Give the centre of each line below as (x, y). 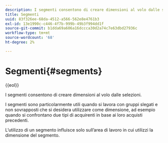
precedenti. (17, 120)
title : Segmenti (22, 14)
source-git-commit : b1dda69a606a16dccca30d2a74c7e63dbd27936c (71, 28)
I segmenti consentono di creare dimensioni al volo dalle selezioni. (73, 95)
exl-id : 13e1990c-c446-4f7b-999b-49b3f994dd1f (54, 24)
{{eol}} (12, 85)
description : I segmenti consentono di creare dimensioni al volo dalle (82, 10)
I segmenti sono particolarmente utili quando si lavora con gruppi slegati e (81, 104)
